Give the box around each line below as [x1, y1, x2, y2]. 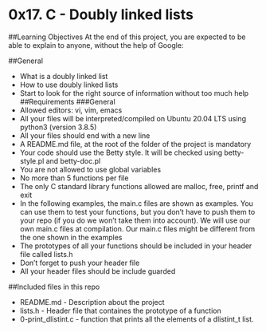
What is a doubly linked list [19, 71, 108, 81]
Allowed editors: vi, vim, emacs [19, 105, 123, 115]
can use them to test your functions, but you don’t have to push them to [19, 207, 256, 216]
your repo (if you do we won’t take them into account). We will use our [19, 215, 251, 225]
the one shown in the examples [19, 232, 123, 242]
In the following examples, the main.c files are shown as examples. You [19, 198, 253, 208]
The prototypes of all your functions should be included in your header [19, 241, 252, 251]
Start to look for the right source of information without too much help [19, 88, 249, 97]
